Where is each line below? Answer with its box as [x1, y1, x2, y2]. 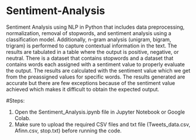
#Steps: [6, 97, 25, 104]
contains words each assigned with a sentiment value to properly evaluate [6, 60, 185, 68]
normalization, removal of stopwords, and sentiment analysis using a [6, 29, 171, 36]
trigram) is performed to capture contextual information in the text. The [6, 42, 177, 49]
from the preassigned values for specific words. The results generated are [6, 73, 185, 80]
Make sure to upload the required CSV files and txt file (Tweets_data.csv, [14, 121, 191, 128]
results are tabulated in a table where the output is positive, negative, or [6, 48, 179, 55]
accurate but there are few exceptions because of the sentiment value [6, 79, 176, 86]
